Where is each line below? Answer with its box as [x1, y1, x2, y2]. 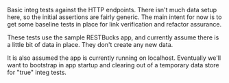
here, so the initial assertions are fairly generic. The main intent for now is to [7, 13, 222, 21]
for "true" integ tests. [7, 68, 67, 76]
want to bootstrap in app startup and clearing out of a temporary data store [7, 61, 219, 69]
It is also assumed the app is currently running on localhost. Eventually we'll [7, 54, 221, 62]
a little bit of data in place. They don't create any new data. [7, 41, 173, 48]
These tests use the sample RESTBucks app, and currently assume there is [7, 33, 219, 41]
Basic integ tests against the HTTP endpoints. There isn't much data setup [7, 6, 217, 14]
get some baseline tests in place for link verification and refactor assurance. [7, 20, 221, 28]
